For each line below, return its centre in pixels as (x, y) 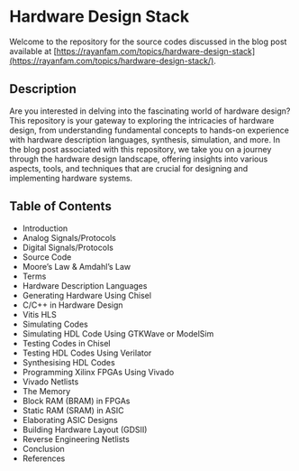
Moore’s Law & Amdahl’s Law (77, 266)
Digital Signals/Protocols (68, 247)
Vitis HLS (39, 314)
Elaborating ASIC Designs (70, 420)
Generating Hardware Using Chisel (86, 295)
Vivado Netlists (50, 382)
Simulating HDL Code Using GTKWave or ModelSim (118, 333)
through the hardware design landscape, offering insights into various (139, 159)
